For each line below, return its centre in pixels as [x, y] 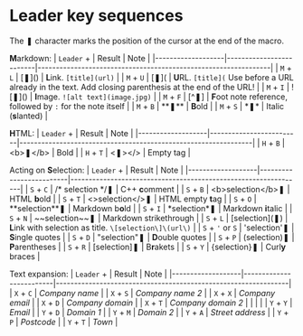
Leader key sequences [96, 16]
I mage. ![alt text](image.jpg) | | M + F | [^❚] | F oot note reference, [161, 97]
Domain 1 [84, 312]
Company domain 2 [207, 303]
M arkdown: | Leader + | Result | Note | [80, 58]
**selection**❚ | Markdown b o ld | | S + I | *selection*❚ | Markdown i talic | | [151, 208]
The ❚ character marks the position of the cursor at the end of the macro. [147, 41]
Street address [238, 312]
